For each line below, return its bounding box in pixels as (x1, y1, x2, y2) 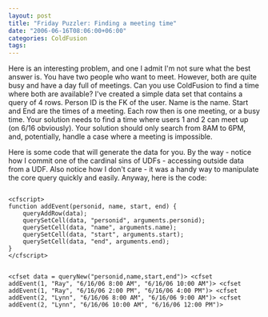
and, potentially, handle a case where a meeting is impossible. (8, 132, 214, 141)
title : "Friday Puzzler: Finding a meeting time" (8, 19, 178, 27)
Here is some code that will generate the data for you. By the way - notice (8, 148, 252, 157)
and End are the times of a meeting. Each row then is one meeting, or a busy (8, 106, 260, 116)
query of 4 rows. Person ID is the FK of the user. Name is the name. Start (8, 98, 249, 108)
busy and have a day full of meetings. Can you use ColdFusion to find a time (8, 81, 260, 91)
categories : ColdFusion (8, 34, 88, 43)
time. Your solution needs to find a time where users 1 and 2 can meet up (8, 115, 249, 124)
